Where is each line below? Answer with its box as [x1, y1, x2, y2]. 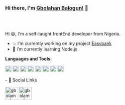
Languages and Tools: [5, 56, 52, 62]
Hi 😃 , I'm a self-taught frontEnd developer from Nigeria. [5, 31, 121, 37]
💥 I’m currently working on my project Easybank [12, 40, 112, 46]
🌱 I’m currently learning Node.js [12, 46, 78, 52]
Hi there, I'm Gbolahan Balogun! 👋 [5, 4, 89, 11]
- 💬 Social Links [5, 77, 37, 83]
